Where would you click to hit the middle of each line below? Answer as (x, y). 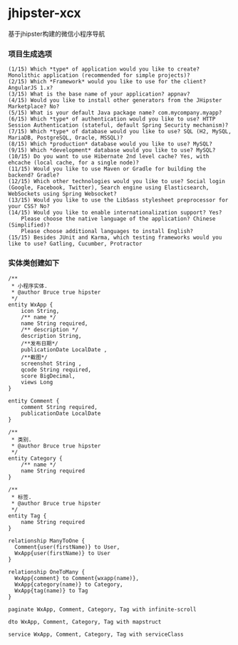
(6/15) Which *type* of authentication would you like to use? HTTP (112, 119)
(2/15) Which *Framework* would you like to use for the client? (107, 82)
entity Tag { (27, 516)
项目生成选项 (30, 53)
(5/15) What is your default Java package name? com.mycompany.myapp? (115, 113)
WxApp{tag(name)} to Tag (51, 590)
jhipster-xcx (45, 13)
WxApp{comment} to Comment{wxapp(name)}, (77, 578)
